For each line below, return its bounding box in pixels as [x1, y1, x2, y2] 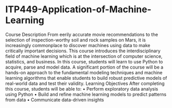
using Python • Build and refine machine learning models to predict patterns [5, 91, 167, 97]
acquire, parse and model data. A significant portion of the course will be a [5, 64, 163, 70]
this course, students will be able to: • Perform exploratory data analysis [5, 85, 158, 92]
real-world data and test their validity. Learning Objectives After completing [5, 80, 165, 87]
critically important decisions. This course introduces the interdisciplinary [5, 48, 161, 54]
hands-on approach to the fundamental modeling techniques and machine [5, 69, 163, 75]
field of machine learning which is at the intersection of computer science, [5, 53, 163, 59]
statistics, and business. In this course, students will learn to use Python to [5, 58, 163, 64]
